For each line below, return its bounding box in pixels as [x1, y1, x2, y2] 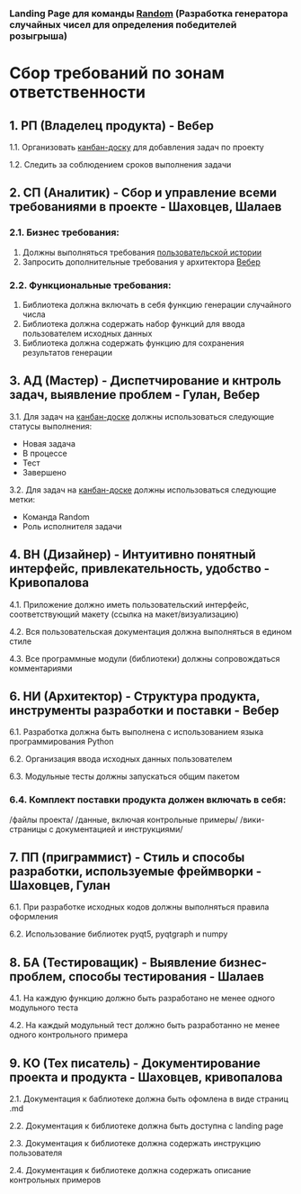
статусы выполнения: [9, 421, 93, 431]
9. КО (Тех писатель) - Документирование [9, 1055, 261, 1071]
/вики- [239, 814, 265, 825]
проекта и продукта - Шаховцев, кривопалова [9, 1070, 283, 1085]
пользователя [9, 1147, 63, 1159]
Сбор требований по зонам [9, 63, 225, 84]
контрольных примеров [9, 1174, 102, 1186]
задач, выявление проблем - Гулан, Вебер [9, 387, 261, 403]
